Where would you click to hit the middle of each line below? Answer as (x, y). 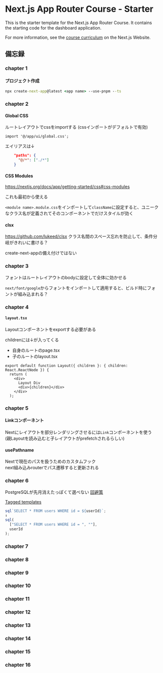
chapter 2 (17, 104)
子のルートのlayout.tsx (35, 356)
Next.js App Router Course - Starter (79, 9)
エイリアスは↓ (20, 146)
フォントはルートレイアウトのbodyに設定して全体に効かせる (66, 277)
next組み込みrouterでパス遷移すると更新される (52, 468)
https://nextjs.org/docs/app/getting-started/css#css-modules (68, 187)
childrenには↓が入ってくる (32, 339)
